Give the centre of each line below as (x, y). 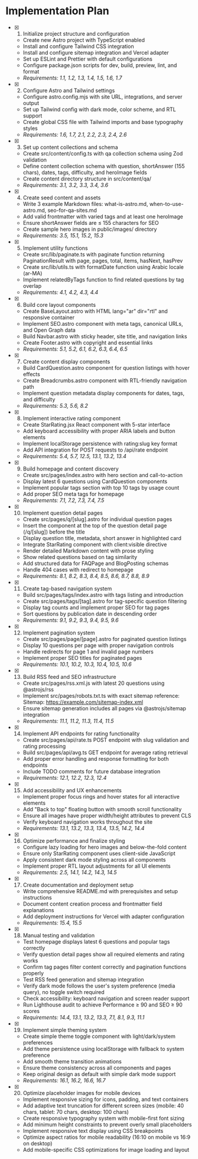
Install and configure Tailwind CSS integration (78, 46)
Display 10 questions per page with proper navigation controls (98, 645)
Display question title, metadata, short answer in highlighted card (102, 538)
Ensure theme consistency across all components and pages (97, 1068)
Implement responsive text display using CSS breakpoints (93, 1131)
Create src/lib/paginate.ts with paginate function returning (94, 254)
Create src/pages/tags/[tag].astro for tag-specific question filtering (105, 601)
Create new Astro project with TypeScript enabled (84, 40)
